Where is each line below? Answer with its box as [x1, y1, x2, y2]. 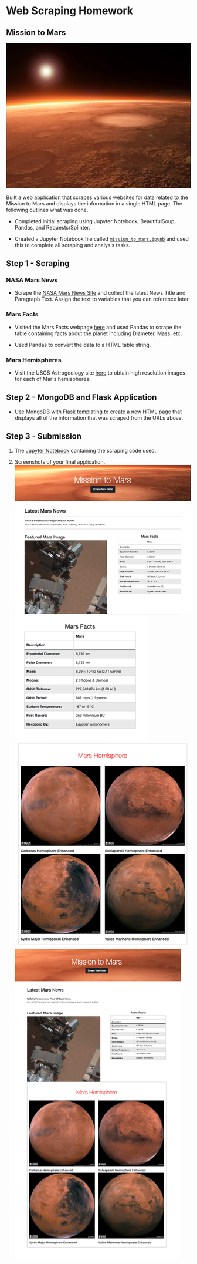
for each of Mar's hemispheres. [14, 376, 91, 383]
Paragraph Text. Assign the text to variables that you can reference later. [14, 295, 190, 303]
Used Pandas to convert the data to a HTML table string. [14, 341, 151, 348]
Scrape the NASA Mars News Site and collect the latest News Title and [14, 289, 186, 296]
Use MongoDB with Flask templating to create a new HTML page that [14, 408, 182, 415]
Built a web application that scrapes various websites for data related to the [6, 194, 189, 201]
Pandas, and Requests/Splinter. [14, 224, 91, 231]
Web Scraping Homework [6, 4, 134, 18]
